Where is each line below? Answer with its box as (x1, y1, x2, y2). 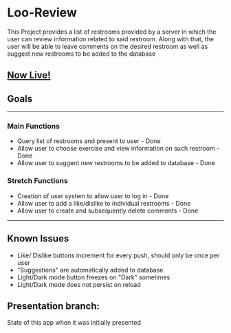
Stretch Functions (7, 176, 69, 186)
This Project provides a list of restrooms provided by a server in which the (7, 28, 217, 36)
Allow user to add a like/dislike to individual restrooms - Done (16, 199, 191, 207)
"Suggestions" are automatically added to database (16, 266, 164, 274)
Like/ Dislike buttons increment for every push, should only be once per (16, 251, 220, 259)
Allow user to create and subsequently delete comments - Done (16, 206, 199, 215)
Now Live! (7, 69, 51, 81)
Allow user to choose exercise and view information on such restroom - (16, 144, 220, 153)
